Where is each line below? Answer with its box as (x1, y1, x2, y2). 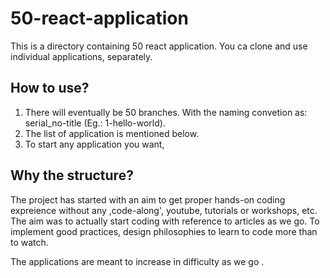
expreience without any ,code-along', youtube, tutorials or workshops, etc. (10, 204, 318, 216)
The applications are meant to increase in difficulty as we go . (10, 255, 265, 267)
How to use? (10, 80, 90, 97)
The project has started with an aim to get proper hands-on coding (10, 193, 286, 206)
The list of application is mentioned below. (24, 127, 200, 139)
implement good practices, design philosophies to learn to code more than (10, 225, 318, 237)
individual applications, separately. (10, 50, 153, 62)
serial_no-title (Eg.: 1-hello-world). (24, 117, 166, 129)
